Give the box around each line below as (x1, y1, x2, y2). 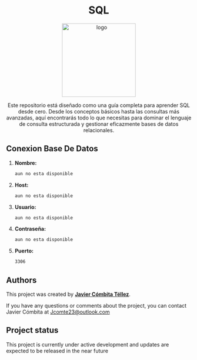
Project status (6, 325, 59, 335)
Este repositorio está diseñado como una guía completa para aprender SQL (8, 101, 190, 109)
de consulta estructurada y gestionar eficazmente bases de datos (19, 120, 179, 127)
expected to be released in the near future (6, 347, 109, 354)
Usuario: (14, 204, 36, 211)
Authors (6, 275, 37, 285)
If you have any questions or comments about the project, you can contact (6, 302, 187, 309)
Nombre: (14, 159, 37, 166)
